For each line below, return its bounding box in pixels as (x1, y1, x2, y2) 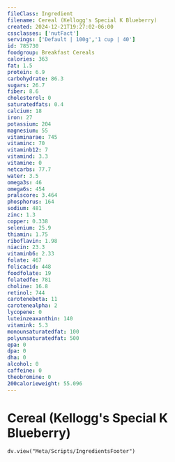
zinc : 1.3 (7, 211, 36, 218)
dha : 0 (7, 354, 26, 362)
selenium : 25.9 (7, 224, 52, 231)
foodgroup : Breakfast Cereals (7, 50, 96, 57)
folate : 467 (7, 257, 42, 264)
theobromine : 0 (7, 373, 52, 380)
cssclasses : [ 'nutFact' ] (7, 29, 79, 37)
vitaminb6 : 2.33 (7, 251, 54, 258)
